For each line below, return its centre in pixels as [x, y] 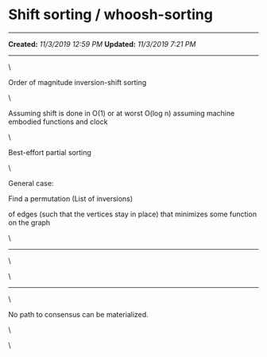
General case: [31, 183]
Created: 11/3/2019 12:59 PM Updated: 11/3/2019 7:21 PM [102, 44]
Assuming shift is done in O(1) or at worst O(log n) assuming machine [122, 113]
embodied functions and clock [58, 122]
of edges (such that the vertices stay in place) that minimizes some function [132, 214]
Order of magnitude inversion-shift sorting [77, 82]
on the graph [29, 222]
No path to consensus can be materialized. [78, 314]
